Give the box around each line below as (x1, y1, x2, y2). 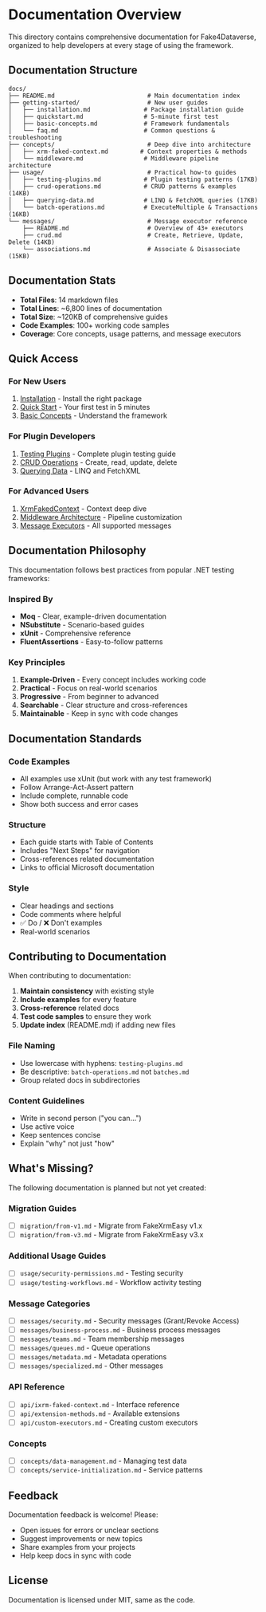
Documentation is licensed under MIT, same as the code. (8, 1594, 195, 1604)
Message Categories (8, 1298, 91, 1309)
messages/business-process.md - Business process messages (19, 1325, 221, 1335)
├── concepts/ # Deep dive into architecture (8, 140, 251, 148)
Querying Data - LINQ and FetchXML (19, 466, 141, 475)
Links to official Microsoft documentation (19, 863, 155, 872)
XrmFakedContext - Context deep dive (19, 504, 147, 513)
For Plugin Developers (8, 431, 96, 442)
